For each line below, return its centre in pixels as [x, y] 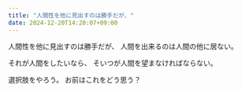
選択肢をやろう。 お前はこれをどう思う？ [75, 79]
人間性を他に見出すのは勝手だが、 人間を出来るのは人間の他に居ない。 [123, 46]
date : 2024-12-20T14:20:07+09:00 [63, 23]
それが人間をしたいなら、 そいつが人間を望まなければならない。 [113, 63]
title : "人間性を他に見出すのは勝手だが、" [71, 15]
